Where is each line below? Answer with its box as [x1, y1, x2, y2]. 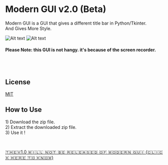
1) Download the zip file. [5, 119, 55, 125]
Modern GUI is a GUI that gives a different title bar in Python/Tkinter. [5, 20, 147, 26]
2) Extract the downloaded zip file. [5, 124, 77, 130]
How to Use [5, 105, 42, 114]
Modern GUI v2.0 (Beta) [5, 4, 107, 15]
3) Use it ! [5, 129, 26, 135]
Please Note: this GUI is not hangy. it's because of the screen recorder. [5, 47, 156, 53]
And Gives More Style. [5, 25, 52, 31]
